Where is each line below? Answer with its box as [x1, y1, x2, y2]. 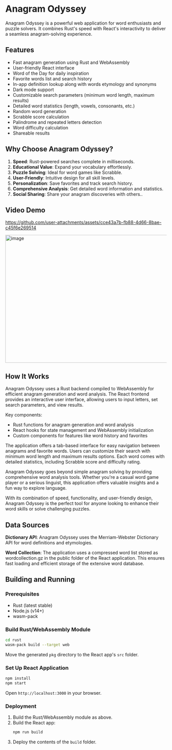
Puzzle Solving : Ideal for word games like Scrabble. [12, 169, 123, 175]
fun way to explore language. [5, 485, 67, 491]
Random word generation [12, 108, 67, 114]
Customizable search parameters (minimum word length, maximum [12, 92, 155, 98]
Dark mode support [12, 86, 54, 93]
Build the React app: [12, 720, 56, 726]
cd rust [5, 637, 22, 643]
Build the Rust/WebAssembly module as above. [12, 714, 113, 720]
